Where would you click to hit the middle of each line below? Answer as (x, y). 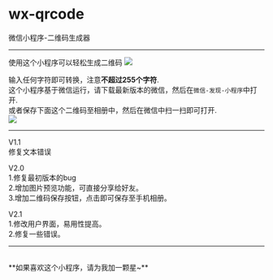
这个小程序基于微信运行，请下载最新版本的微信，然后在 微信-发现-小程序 (126, 89)
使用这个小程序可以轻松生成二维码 (65, 62)
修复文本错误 (30, 152)
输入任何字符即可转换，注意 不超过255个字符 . (84, 80)
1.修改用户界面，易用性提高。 (57, 223)
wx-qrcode (46, 14)
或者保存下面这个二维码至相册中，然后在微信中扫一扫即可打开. (113, 110)
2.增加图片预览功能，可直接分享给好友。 (76, 187)
